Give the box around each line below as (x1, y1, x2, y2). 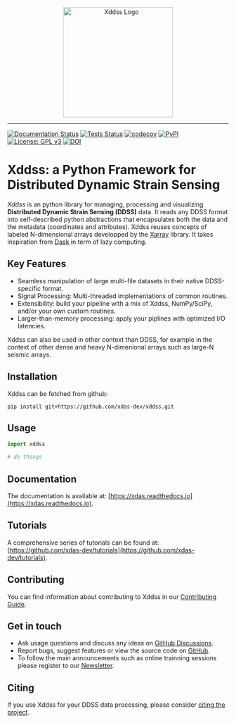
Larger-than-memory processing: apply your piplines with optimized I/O (17, 314, 226, 323)
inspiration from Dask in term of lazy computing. (7, 237, 147, 246)
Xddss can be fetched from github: (7, 389, 108, 397)
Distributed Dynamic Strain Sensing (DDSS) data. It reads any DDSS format (7, 207, 228, 216)
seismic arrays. (7, 350, 51, 359)
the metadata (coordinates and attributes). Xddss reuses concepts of (7, 222, 207, 231)
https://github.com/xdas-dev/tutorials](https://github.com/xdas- (9, 545, 195, 554)
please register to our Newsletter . (17, 662, 114, 670)
